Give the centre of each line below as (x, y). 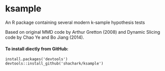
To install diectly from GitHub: (37, 49)
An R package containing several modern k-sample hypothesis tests (75, 22)
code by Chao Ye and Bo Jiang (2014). (45, 37)
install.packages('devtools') (37, 59)
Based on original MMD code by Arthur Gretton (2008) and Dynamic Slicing (83, 32)
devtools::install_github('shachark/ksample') (54, 64)
